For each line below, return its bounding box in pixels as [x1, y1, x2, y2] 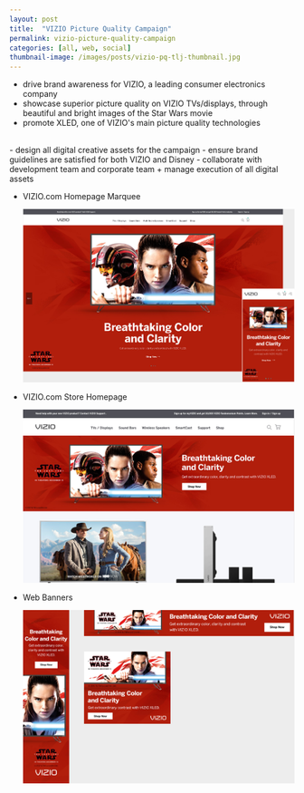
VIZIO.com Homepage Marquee [22, 191, 141, 202]
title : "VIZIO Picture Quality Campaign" [9, 24, 172, 34]
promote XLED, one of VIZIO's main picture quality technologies [22, 118, 261, 129]
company [22, 89, 58, 100]
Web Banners [22, 592, 73, 603]
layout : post [9, 15, 59, 24]
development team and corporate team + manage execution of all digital [9, 164, 279, 175]
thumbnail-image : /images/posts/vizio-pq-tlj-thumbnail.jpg [9, 53, 242, 63]
